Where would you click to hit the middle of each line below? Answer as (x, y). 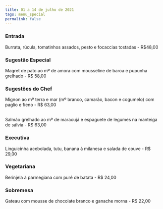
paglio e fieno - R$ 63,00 (31, 105)
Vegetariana (20, 166)
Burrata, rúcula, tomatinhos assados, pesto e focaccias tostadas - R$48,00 (82, 47)
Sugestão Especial (28, 60)
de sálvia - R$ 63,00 (26, 125)
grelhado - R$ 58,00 (26, 76)
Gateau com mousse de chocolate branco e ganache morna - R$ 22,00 (78, 201)
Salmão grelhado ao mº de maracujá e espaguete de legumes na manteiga (81, 120)
